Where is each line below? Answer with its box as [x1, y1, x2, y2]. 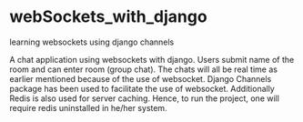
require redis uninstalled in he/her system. [9, 102, 167, 113]
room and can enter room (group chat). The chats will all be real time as [9, 64, 278, 75]
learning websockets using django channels [9, 36, 175, 47]
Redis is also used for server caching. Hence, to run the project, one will [9, 93, 280, 104]
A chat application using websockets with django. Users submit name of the [9, 54, 295, 65]
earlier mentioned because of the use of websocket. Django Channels [9, 73, 272, 84]
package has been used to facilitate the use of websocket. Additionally [9, 83, 275, 94]
